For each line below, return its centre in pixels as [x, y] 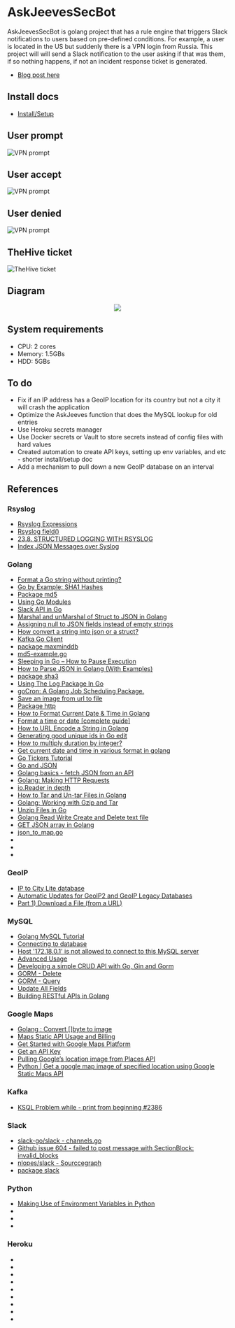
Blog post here [38, 75]
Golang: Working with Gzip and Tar [68, 803]
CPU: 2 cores [36, 346]
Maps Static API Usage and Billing [66, 1037]
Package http [36, 706]
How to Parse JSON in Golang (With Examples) [85, 669]
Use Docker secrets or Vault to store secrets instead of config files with [120, 437]
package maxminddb [48, 647]
